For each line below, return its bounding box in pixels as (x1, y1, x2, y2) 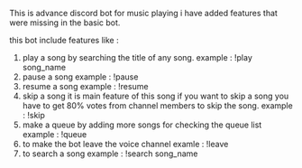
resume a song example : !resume (22, 81, 149, 91)
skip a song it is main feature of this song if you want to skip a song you (22, 90, 289, 101)
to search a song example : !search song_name (22, 148, 198, 159)
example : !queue (22, 129, 87, 139)
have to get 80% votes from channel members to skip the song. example (22, 100, 293, 111)
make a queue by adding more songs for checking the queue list (22, 119, 262, 130)
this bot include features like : (9, 35, 119, 45)
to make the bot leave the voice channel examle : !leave (22, 139, 229, 149)
